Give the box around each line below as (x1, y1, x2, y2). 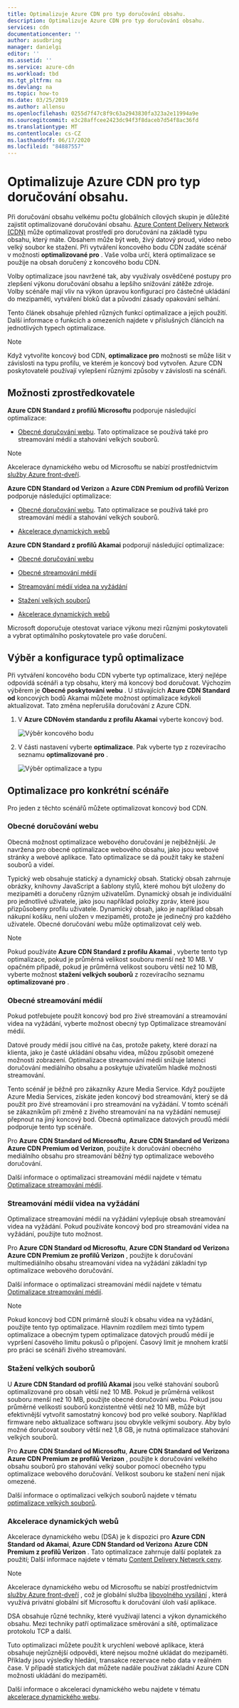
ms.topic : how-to (7, 90, 59, 97)
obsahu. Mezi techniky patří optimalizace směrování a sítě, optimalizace (7, 1619, 218, 1627)
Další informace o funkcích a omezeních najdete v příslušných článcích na (7, 316, 225, 325)
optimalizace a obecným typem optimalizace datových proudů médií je (7, 1331, 215, 1339)
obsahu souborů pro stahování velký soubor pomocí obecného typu (7, 1462, 206, 1470)
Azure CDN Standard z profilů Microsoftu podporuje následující (7, 406, 196, 415)
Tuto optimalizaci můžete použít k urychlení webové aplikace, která (7, 1640, 204, 1649)
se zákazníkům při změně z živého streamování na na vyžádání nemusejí (7, 1107, 221, 1117)
